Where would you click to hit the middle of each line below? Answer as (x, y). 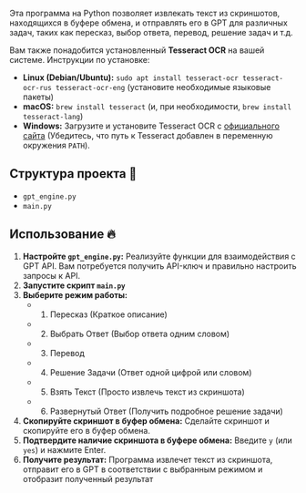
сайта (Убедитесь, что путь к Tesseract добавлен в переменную (148, 135)
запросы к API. (51, 275)
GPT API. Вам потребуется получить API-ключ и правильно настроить (160, 266)
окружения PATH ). (56, 145)
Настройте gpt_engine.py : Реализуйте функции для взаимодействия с (159, 256)
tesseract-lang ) (53, 116)
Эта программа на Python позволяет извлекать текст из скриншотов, (145, 13)
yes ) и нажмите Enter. (64, 449)
